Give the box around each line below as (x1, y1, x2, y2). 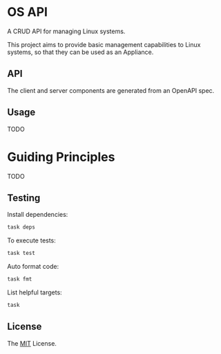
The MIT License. (7, 339, 57, 347)
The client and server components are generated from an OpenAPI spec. (7, 86, 215, 94)
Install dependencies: (7, 211, 68, 219)
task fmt (7, 276, 32, 283)
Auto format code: (7, 263, 59, 271)
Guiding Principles (7, 149, 115, 165)
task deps (7, 224, 36, 231)
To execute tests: (7, 236, 57, 245)
